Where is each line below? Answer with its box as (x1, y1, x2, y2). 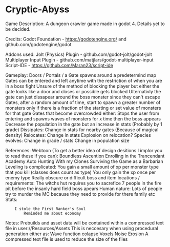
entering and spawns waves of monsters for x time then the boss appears (5, 115, 161, 121)
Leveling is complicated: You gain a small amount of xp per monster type (5, 163, 159, 170)
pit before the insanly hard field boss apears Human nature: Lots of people (5, 186, 163, 192)
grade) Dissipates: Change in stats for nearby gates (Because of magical (5, 127, 159, 133)
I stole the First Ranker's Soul (14, 206, 86, 211)
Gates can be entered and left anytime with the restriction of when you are (5, 77, 162, 84)
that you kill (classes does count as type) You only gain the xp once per (5, 169, 156, 175)
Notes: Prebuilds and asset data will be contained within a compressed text (5, 219, 164, 226)
